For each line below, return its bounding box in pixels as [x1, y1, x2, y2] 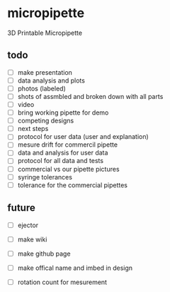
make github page [17, 249, 71, 258]
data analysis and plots [17, 76, 85, 85]
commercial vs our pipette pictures [17, 165, 120, 173]
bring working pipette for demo [17, 108, 109, 117]
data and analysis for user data [17, 148, 108, 157]
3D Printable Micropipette [7, 28, 83, 37]
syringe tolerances [17, 172, 73, 181]
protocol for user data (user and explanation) [17, 132, 149, 141]
